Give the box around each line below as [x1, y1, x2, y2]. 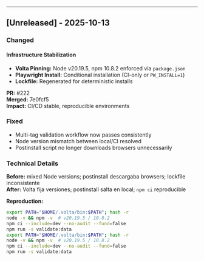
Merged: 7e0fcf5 [6, 95, 49, 103]
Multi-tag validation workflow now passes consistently [15, 131, 152, 138]
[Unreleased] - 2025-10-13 [6, 18, 110, 28]
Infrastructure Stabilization [6, 51, 76, 58]
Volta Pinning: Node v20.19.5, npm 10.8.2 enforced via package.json [15, 64, 186, 72]
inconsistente [6, 180, 40, 187]
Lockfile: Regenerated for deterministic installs [15, 77, 133, 85]
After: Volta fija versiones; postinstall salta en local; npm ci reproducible [6, 186, 186, 193]
